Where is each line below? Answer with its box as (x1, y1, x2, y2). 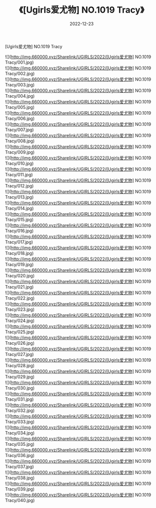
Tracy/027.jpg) (5, 351, 34, 357)
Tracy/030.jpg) (5, 385, 35, 391)
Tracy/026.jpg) (5, 340, 35, 346)
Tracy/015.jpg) (5, 217, 34, 222)
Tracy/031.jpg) (5, 396, 34, 402)
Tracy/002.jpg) (5, 70, 35, 76)
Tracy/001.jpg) (5, 59, 34, 65)
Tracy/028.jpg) (5, 362, 35, 368)
